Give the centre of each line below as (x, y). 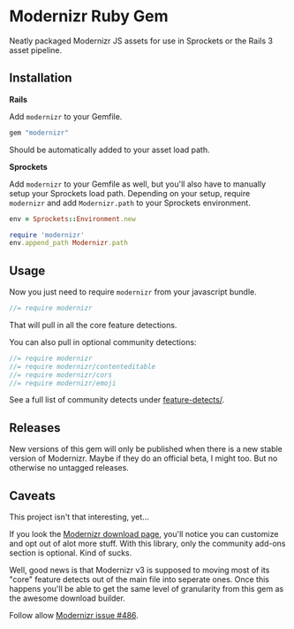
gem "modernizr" (39, 133)
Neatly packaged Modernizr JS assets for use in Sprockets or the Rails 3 (141, 41)
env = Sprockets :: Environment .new (73, 219)
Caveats (32, 496)
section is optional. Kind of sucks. (71, 553)
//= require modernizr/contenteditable (83, 366)
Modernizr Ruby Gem (89, 16)
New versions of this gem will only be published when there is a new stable (146, 449)
